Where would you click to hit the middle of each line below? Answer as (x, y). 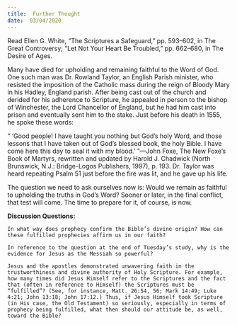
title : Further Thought (44, 14)
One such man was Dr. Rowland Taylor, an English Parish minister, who (110, 77)
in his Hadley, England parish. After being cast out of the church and (107, 92)
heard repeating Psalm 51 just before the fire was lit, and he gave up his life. (118, 173)
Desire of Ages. (30, 56)
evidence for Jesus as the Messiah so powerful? (80, 253)
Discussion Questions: (41, 216)
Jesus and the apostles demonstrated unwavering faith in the (101, 266)
